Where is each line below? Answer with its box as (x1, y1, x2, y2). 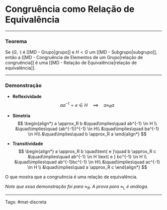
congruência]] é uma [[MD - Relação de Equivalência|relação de (5, 60, 137, 66)
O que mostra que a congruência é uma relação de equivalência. (5, 174, 138, 180)
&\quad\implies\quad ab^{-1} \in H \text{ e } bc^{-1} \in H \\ (27, 153, 147, 159)
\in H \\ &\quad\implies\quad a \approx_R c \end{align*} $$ (27, 164, 148, 170)
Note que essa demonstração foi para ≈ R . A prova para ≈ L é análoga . (5, 183, 149, 191)
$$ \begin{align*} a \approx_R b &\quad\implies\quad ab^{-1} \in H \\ (17, 120, 158, 126)
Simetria (12, 113, 31, 119)
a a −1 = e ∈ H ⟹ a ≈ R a (60, 101, 114, 109)
